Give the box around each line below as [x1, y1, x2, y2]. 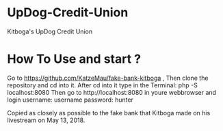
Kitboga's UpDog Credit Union [7, 27, 93, 35]
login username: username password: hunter [7, 96, 133, 104]
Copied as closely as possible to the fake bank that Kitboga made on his [7, 108, 211, 117]
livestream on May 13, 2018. [7, 116, 86, 124]
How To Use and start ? [7, 51, 142, 67]
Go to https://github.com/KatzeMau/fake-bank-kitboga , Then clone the [7, 74, 209, 82]
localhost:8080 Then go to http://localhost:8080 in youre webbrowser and [7, 88, 217, 96]
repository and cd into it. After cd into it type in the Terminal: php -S [7, 81, 198, 89]
